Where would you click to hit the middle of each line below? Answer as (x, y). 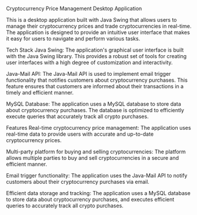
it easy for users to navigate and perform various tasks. (73, 38)
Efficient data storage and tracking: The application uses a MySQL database (98, 193)
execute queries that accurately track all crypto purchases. (77, 116)
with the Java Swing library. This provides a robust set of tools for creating (96, 56)
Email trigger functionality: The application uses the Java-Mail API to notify (97, 175)
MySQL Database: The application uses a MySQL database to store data (94, 104)
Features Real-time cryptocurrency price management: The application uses (98, 128)
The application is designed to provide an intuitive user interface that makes (98, 32)
